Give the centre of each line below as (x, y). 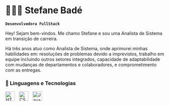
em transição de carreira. (32, 39)
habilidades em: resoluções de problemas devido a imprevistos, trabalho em (85, 54)
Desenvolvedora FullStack (32, 24)
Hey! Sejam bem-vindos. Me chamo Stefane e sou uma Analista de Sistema (84, 33)
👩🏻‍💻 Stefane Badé (44, 10)
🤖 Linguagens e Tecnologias (40, 83)
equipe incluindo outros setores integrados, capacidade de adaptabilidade (83, 59)
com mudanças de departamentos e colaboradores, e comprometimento (81, 64)
